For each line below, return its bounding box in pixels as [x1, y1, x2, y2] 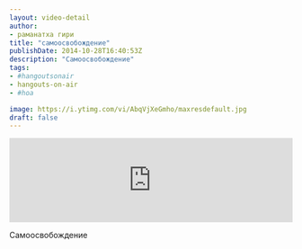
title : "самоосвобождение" [9, 38, 111, 48]
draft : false [9, 113, 58, 122]
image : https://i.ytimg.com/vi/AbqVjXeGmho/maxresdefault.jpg [9, 104, 247, 113]
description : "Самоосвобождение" [9, 55, 135, 64]
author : [9, 22, 39, 31]
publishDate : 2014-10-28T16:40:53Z [9, 47, 143, 56]
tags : [9, 64, 30, 73]
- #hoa [9, 88, 34, 97]
